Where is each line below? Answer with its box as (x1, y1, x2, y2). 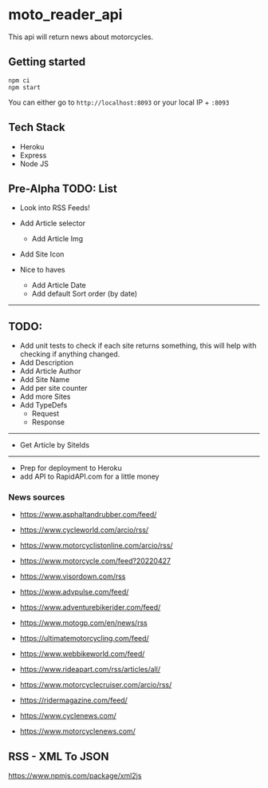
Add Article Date (31, 281, 86, 290)
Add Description (19, 358, 74, 368)
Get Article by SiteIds (19, 440, 90, 450)
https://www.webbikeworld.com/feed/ (19, 649, 145, 659)
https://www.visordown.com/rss (19, 571, 126, 581)
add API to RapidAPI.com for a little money (19, 472, 160, 481)
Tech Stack (8, 121, 65, 134)
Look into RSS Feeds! (19, 203, 90, 213)
